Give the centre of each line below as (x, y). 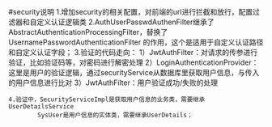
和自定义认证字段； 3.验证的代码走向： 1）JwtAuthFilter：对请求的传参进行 (133, 52)
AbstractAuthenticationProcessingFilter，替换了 (88, 32)
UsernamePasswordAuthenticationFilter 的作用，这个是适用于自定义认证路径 (136, 42)
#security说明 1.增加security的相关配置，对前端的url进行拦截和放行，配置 (131, 12)
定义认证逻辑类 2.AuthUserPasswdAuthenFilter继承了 (125, 22)
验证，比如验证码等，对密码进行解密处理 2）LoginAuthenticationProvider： (134, 62)
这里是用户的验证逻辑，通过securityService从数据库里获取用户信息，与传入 (134, 72)
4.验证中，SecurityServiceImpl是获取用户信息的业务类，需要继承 (107, 99)
